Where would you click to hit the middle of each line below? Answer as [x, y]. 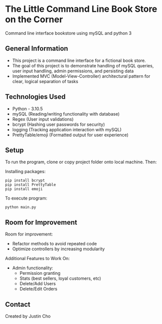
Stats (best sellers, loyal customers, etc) [60, 278]
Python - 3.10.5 [28, 109]
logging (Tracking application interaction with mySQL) [67, 129]
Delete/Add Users [38, 284]
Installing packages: [25, 172]
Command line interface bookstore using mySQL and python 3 [68, 33]
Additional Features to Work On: [37, 259]
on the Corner [34, 19]
